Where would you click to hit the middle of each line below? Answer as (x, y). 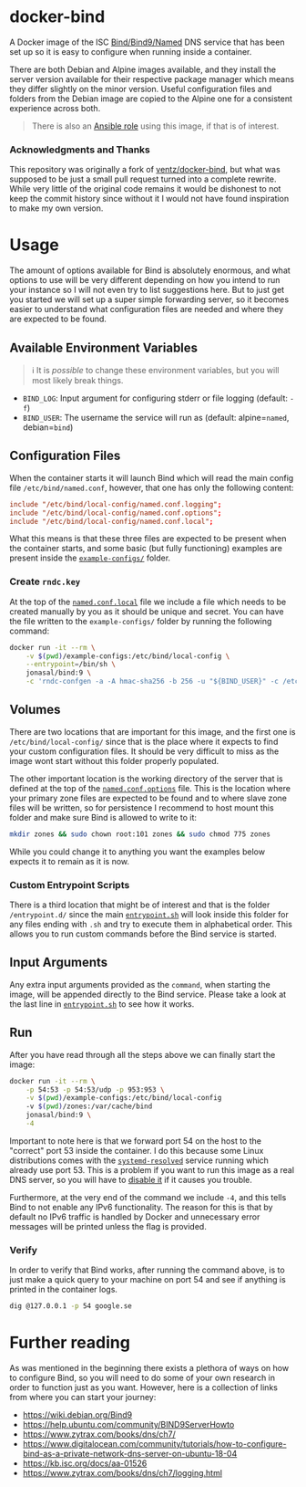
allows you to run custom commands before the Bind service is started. (143, 934)
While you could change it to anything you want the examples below (138, 852)
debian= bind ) (48, 427)
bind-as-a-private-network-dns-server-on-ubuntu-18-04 (130, 1454)
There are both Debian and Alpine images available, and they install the (143, 69)
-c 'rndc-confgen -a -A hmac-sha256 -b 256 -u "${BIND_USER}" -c (153, 682)
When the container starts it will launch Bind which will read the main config (152, 477)
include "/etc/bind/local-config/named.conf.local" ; (112, 521)
